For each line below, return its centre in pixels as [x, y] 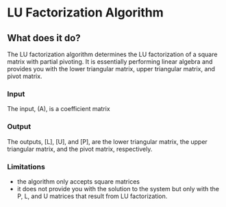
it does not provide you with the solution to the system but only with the [118, 188]
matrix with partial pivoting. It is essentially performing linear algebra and [110, 62]
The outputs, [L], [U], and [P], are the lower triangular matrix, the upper [107, 141]
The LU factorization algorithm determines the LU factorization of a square [112, 54]
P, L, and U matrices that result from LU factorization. [92, 196]
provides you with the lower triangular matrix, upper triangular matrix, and [111, 69]
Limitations [26, 167]
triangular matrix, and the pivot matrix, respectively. [80, 149]
